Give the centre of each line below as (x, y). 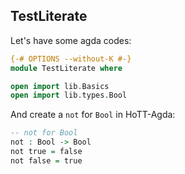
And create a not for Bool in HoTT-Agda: (93, 115)
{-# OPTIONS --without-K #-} (71, 59)
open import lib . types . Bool (69, 95)
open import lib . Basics (60, 86)
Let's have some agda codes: (71, 40)
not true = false (46, 152)
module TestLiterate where (66, 68)
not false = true (46, 160)
